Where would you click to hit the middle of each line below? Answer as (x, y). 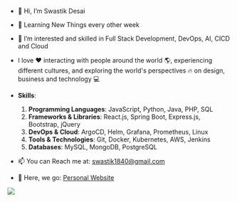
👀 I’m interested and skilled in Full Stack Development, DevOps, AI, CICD (123, 38)
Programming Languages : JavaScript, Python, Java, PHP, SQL (121, 109)
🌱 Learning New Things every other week (79, 25)
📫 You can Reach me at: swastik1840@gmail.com (91, 161)
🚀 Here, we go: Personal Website (66, 177)
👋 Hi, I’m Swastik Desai (51, 11)
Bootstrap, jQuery (54, 124)
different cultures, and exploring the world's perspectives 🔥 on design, (121, 70)
